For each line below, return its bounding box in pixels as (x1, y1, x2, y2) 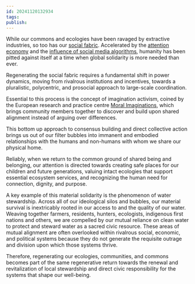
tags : (6, 14, 19, 20)
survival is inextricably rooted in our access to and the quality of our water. (6, 204, 186, 211)
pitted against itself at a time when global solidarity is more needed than (6, 54, 180, 61)
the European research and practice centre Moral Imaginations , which (6, 102, 174, 109)
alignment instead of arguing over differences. (6, 114, 118, 121)
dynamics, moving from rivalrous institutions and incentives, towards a (6, 78, 176, 85)
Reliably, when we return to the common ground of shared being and (6, 156, 172, 163)
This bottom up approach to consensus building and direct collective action (6, 125, 188, 132)
